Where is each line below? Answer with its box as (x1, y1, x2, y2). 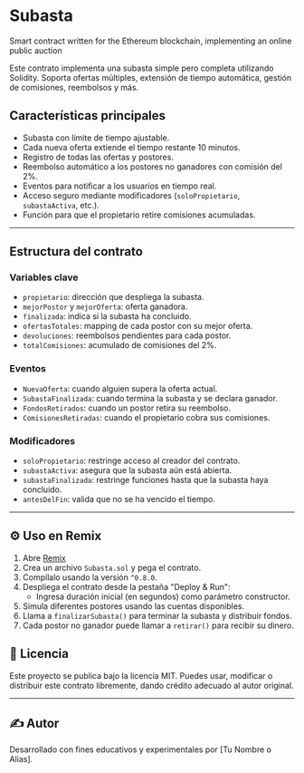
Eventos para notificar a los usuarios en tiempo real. (22, 180, 217, 191)
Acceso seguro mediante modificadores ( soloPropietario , (22, 189, 241, 200)
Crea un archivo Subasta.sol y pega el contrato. (22, 562, 202, 573)
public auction (9, 44, 62, 55)
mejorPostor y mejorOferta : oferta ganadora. (22, 301, 188, 313)
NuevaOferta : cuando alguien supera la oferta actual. (22, 382, 218, 394)
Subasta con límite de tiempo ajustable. (22, 132, 170, 143)
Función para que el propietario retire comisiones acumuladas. (22, 209, 256, 220)
